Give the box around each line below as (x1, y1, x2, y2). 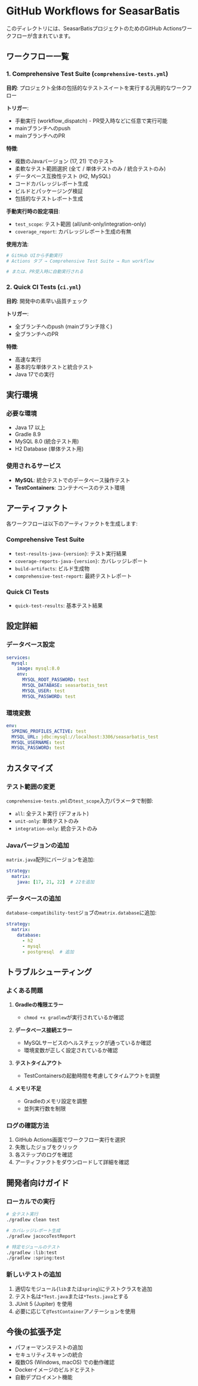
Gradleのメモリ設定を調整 (23, 1098, 88, 1105)
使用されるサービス (6, 462, 61, 470)
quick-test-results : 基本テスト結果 (14, 601, 103, 609)
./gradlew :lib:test (6, 1250, 58, 1256)
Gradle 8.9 (14, 431, 41, 438)
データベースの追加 (6, 894, 61, 902)
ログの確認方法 (6, 1121, 49, 1130)
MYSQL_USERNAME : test (11, 739, 66, 746)
